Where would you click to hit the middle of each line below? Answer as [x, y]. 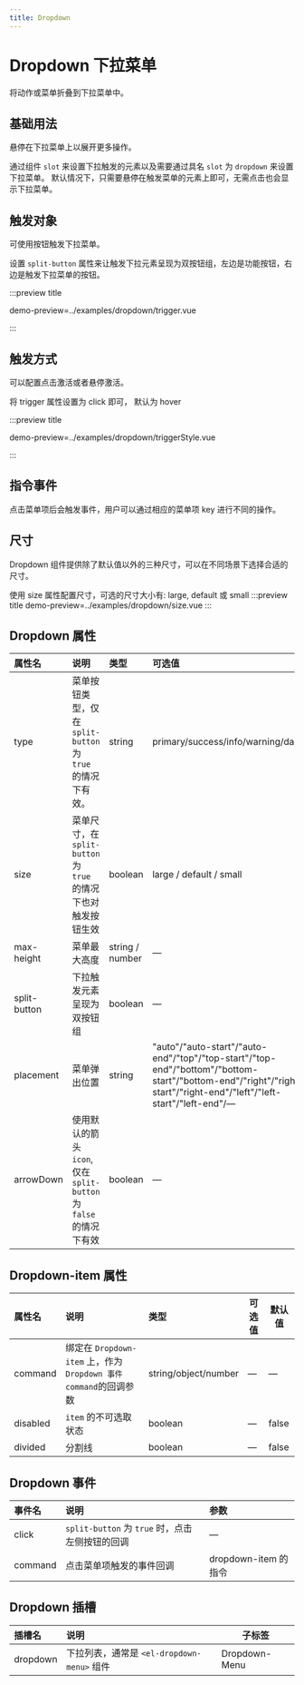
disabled [32, 1424]
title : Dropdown [40, 18]
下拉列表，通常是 [103, 1652]
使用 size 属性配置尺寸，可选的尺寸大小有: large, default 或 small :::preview [148, 594]
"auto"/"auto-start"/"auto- [210, 1047]
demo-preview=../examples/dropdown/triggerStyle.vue [113, 437]
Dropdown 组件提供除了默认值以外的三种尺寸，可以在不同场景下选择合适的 [149, 564]
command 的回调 [95, 1386]
